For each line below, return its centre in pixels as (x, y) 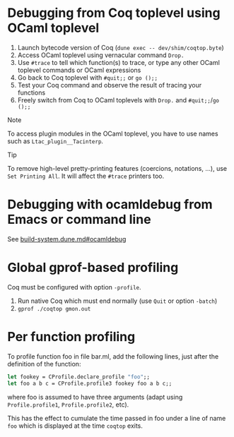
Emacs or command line (79, 220)
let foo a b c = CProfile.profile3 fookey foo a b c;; (90, 383)
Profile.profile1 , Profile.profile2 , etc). (68, 405)
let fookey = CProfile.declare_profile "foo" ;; (79, 377)
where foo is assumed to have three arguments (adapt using (95, 397)
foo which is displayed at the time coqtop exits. (75, 426)
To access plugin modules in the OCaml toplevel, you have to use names (113, 133)
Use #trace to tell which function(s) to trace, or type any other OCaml (119, 62)
